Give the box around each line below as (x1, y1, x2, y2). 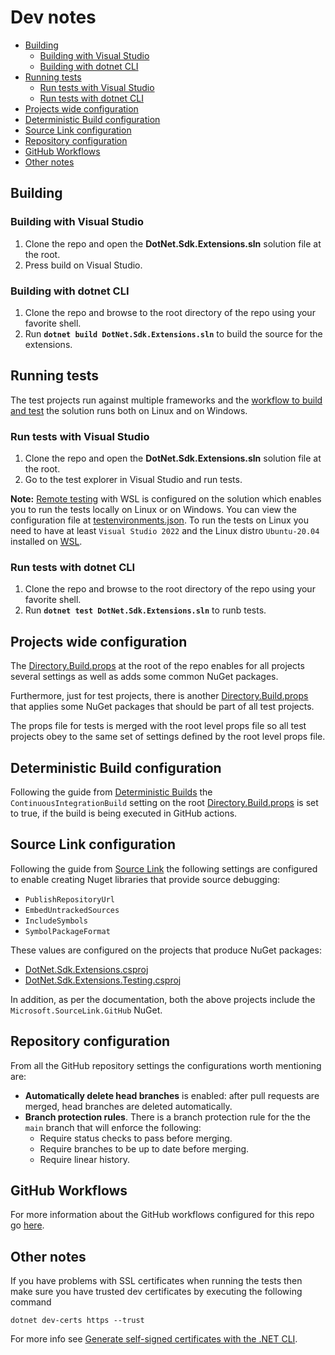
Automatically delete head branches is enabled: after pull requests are (24, 1089, 320, 1101)
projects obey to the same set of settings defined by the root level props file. (10, 731, 326, 743)
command (10, 1296, 52, 1308)
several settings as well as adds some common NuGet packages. (10, 671, 279, 683)
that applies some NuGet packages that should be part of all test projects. (10, 701, 315, 713)
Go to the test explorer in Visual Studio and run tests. (24, 474, 243, 486)
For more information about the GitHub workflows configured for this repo (10, 1209, 315, 1221)
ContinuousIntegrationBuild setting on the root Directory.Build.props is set (10, 796, 319, 808)
